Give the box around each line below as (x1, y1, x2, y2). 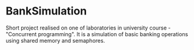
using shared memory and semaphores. (5, 37, 105, 44)
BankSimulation (5, 4, 87, 18)
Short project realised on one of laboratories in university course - (5, 24, 171, 31)
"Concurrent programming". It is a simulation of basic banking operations (5, 30, 189, 37)
